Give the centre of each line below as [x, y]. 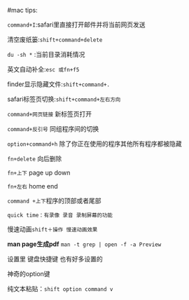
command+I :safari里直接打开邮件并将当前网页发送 [76, 25]
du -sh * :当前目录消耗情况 [46, 54]
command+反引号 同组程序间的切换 [53, 129]
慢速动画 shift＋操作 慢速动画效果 [52, 229]
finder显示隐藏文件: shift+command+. [59, 84]
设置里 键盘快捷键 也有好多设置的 [55, 259]
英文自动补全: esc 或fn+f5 [43, 69]
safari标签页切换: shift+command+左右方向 [64, 99]
